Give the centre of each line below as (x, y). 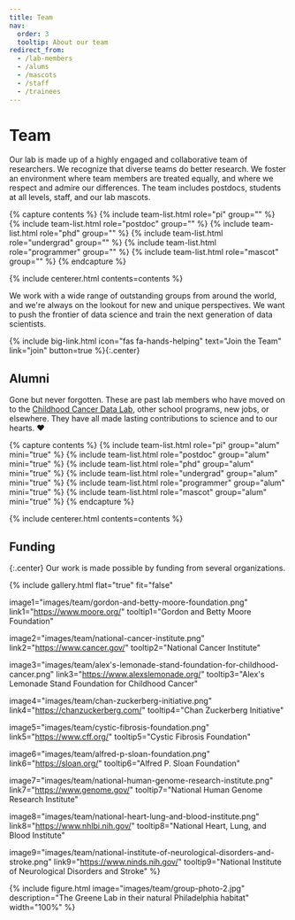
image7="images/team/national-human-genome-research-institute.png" (141, 781)
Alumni (30, 379)
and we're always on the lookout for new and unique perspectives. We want (147, 305)
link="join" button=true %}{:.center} (75, 351)
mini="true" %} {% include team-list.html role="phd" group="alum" (132, 464)
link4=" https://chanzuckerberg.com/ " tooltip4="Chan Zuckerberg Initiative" (147, 710)
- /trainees (39, 91)
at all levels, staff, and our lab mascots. (80, 197)
